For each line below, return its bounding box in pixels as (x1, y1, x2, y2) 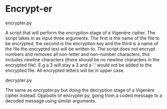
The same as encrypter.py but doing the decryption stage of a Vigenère (5, 87, 155, 93)
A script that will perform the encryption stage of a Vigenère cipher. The (5, 29, 156, 35)
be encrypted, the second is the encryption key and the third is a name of (5, 40, 158, 46)
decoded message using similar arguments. (5, 97, 97, 104)
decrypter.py (5, 77, 32, 83)
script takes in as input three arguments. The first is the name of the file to (5, 35, 160, 41)
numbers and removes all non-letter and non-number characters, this (5, 51, 150, 57)
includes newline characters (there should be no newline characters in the (5, 56, 160, 62)
